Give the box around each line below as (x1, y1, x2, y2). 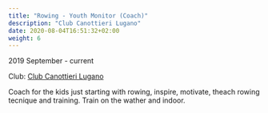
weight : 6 (8, 34, 42, 42)
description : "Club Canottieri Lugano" (8, 19, 142, 27)
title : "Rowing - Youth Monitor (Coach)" (8, 11, 149, 20)
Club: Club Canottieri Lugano (8, 71, 104, 81)
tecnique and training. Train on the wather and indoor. (8, 95, 186, 105)
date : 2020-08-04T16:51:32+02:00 (8, 26, 120, 34)
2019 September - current (8, 56, 94, 66)
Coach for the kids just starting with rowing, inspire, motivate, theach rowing (8, 87, 260, 97)
